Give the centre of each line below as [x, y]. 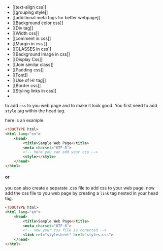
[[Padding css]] [28, 70]
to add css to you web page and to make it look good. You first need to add [81, 106]
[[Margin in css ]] [30, 44]
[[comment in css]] [32, 38]
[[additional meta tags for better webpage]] [56, 17]
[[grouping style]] [30, 12]
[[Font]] [20, 75]
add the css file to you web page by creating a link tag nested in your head [82, 193]
